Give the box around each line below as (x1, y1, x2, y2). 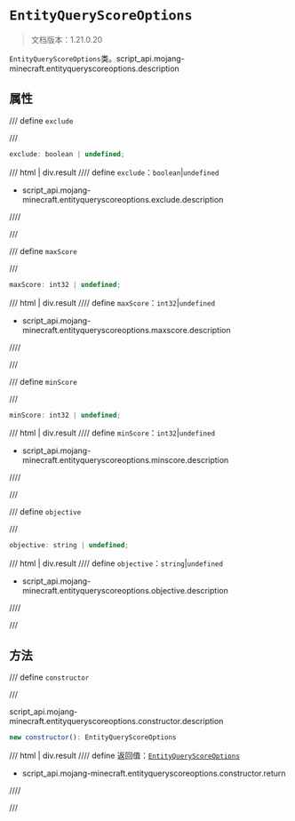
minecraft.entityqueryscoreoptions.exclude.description (21, 194, 224, 204)
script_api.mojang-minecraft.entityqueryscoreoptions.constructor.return (21, 768, 286, 778)
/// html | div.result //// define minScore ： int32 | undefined (9, 427, 216, 438)
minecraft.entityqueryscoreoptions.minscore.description (21, 455, 229, 466)
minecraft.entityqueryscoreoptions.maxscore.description (21, 324, 231, 335)
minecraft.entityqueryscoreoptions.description (9, 63, 179, 74)
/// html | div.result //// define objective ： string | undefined (9, 558, 224, 569)
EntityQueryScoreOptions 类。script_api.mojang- (9, 52, 185, 64)
